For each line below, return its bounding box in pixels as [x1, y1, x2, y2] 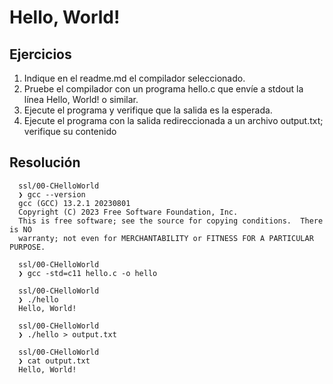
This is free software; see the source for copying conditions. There [18, 216, 324, 226]
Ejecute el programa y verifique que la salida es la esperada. [23, 104, 273, 116]
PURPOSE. [9, 242, 46, 252]
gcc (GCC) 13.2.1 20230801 [18, 198, 131, 208]
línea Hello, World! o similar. [23, 94, 139, 105]
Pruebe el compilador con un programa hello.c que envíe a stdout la [23, 83, 304, 95]
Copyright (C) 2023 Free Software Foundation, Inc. [18, 207, 239, 217]
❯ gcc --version [18, 189, 86, 200]
